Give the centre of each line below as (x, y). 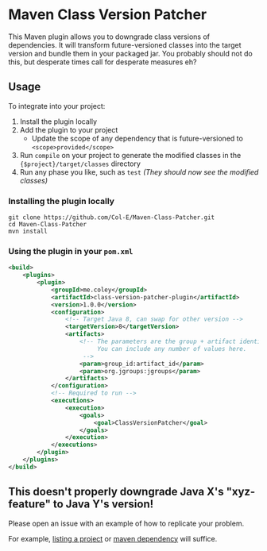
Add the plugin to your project (69, 129)
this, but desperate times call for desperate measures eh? (103, 62)
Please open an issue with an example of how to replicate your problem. (126, 523)
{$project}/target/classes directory (80, 164)
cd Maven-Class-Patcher (48, 225)
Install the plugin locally (58, 121)
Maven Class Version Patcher (108, 15)
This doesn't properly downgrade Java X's (116, 492)
